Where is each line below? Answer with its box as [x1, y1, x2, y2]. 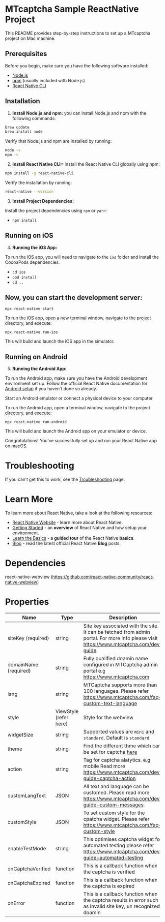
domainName [7, 661, 39, 668]
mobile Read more [83, 763, 126, 769]
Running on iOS [5, 231, 54, 240]
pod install [12, 275, 37, 280]
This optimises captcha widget [83, 836, 154, 842]
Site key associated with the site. [83, 622, 159, 629]
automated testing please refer [83, 842, 155, 849]
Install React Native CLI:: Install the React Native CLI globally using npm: [12, 161, 160, 167]
